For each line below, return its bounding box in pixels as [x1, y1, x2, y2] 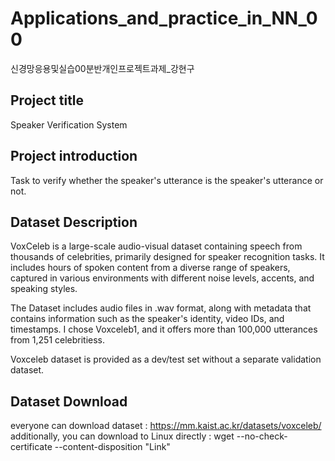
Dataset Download [10, 393, 128, 410]
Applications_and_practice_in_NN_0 [10, 7, 318, 30]
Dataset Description [10, 213, 138, 231]
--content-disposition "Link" [54, 441, 171, 453]
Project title [10, 92, 85, 109]
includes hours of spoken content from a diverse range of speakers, [10, 262, 291, 274]
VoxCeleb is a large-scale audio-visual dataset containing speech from [10, 240, 303, 252]
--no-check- [236, 430, 288, 442]
